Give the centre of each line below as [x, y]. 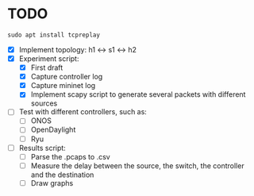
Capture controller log [67, 77]
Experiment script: [49, 59]
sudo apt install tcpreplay [54, 35]
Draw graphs [52, 183]
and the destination [62, 175]
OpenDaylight [53, 130]
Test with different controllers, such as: [83, 112]
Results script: [42, 148]
